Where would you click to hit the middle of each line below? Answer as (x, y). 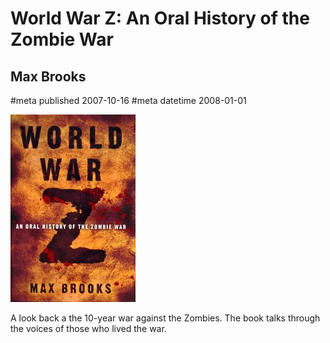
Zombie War (62, 39)
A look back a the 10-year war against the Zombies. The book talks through (165, 318)
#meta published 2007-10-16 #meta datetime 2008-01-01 (128, 100)
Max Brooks (48, 76)
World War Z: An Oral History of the (160, 18)
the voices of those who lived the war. (88, 328)
